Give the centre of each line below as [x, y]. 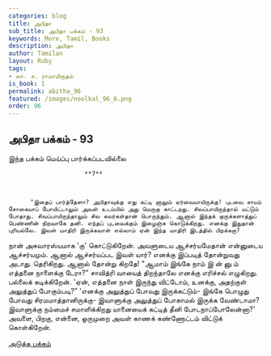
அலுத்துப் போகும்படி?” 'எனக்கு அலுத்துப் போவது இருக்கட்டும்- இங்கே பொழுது [129, 290]
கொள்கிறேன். [30, 327]
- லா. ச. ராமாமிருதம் [41, 76]
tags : [17, 69]
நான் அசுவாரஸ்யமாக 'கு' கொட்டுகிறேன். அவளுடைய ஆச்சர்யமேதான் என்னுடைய [135, 245]
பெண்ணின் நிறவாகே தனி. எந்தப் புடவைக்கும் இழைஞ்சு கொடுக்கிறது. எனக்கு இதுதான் [131, 223]
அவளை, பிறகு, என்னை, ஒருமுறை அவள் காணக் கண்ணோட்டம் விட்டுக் [116, 318]
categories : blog [38, 16]
